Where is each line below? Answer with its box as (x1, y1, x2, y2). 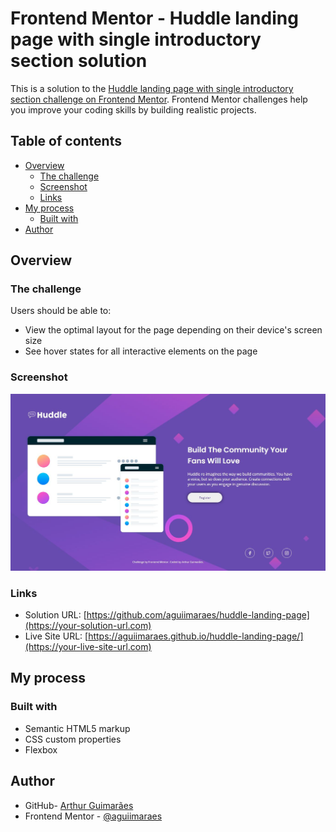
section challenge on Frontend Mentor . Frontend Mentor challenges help (10, 93, 308, 105)
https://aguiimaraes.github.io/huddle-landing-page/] (88, 630, 304, 642)
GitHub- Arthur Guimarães (24, 799, 134, 811)
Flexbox (24, 743, 58, 756)
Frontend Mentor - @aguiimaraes (24, 810, 163, 822)
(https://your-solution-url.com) (24, 620, 152, 632)
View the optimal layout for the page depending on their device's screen (24, 324, 323, 336)
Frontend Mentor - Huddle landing (10, 7, 299, 30)
